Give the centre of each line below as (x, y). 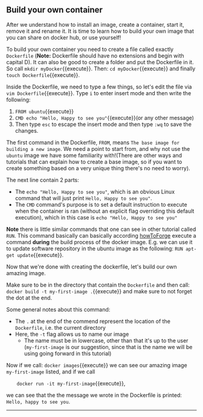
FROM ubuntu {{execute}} (44, 111)
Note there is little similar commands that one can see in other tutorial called (101, 229)
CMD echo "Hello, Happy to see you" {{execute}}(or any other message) (105, 118)
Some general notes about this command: (58, 309)
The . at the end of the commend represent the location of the (93, 321)
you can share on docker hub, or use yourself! (64, 37)
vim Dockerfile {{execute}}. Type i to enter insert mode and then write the (99, 93)
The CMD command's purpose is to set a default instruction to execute (101, 204)
